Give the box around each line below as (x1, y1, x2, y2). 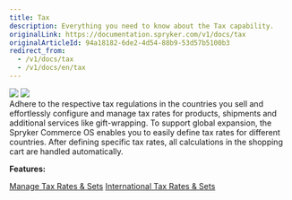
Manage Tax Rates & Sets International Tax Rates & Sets (9, 180, 216, 191)
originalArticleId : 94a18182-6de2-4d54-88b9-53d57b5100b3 (9, 38, 230, 48)
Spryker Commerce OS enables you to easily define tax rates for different (9, 126, 280, 137)
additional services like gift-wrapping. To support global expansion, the (9, 117, 272, 128)
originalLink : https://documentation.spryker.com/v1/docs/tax (9, 30, 246, 39)
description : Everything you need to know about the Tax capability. (9, 22, 275, 30)
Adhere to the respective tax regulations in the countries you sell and (9, 98, 264, 109)
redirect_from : (9, 47, 66, 56)
